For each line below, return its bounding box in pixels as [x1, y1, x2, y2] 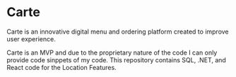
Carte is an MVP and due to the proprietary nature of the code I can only [6, 48, 218, 57]
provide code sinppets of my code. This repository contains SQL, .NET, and [6, 55, 227, 64]
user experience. [6, 34, 56, 43]
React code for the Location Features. [6, 63, 117, 71]
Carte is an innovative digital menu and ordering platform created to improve [6, 27, 229, 36]
